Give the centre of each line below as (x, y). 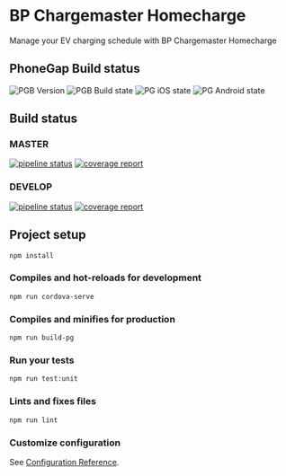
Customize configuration (65, 443)
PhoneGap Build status (75, 69)
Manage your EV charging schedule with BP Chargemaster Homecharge (143, 40)
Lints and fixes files (53, 401)
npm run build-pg (42, 338)
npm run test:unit (44, 379)
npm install (31, 256)
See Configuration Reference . (64, 463)
